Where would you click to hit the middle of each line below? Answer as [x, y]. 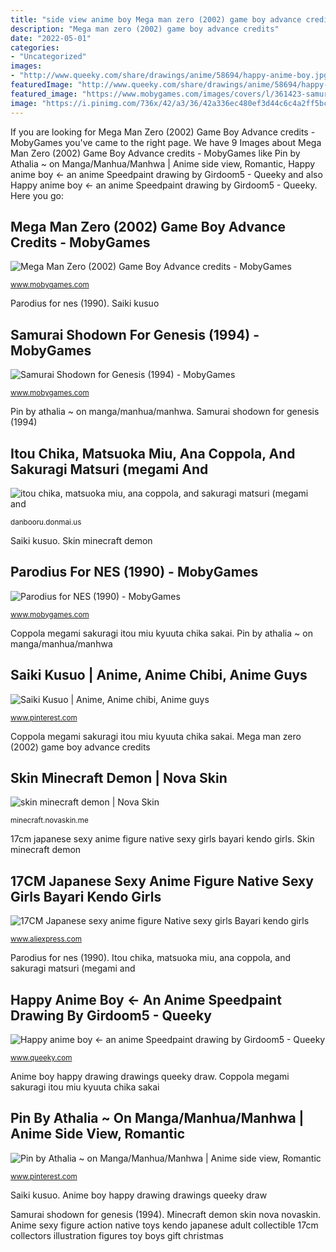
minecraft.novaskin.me [49, 821]
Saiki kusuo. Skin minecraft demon [81, 540]
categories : [35, 47]
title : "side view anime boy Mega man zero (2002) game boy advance [156, 19]
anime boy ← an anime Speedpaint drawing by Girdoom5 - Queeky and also [166, 174]
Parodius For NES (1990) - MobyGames [134, 572]
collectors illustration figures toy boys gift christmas [117, 1235]
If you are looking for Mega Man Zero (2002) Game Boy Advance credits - [163, 132]
